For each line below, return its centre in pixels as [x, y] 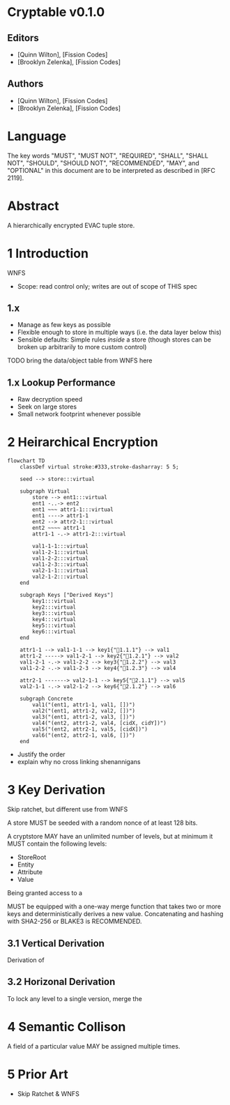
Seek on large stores [47, 407]
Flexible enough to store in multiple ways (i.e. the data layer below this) [119, 333]
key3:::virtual [54, 614]
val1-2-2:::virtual [61, 558]
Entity [26, 864]
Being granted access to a [45, 893]
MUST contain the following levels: [57, 844]
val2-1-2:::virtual [61, 577]
